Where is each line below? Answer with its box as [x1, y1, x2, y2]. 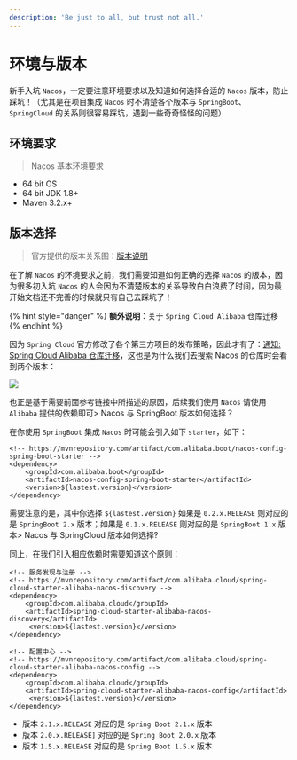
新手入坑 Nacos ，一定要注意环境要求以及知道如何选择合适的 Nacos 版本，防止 [9, 85, 289, 96]
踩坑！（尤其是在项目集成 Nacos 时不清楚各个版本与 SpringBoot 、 [9, 96, 246, 107]
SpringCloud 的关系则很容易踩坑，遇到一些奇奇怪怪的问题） [9, 107, 226, 118]
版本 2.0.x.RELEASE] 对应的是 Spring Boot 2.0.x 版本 [21, 730, 217, 740]
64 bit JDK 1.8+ [21, 188, 79, 199]
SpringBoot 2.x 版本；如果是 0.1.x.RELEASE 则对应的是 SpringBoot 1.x [19, 519, 277, 529]
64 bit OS [21, 178, 58, 189]
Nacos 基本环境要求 [30, 161, 104, 171]
